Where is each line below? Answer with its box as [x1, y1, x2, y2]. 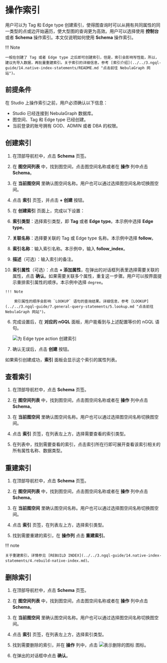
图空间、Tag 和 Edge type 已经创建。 [12, 116, 88, 122]
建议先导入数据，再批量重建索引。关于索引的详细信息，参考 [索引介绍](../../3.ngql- [5, 60, 162, 65]
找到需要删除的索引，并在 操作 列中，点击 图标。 [12, 642, 149, 648]
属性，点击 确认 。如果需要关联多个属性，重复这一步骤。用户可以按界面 [12, 273, 158, 279]
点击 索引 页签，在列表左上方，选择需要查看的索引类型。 [12, 431, 128, 437]
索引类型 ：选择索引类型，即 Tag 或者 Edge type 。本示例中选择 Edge [12, 218, 154, 224]
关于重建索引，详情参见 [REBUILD [5, 553, 66, 558]
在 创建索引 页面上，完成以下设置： [12, 208, 85, 214]
